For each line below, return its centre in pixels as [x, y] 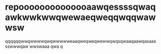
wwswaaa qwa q [46, 46]
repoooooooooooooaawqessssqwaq [80, 7]
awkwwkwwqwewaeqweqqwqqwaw [80, 17]
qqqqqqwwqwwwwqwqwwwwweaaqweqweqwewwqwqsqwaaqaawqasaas [80, 41]
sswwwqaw [17, 46]
